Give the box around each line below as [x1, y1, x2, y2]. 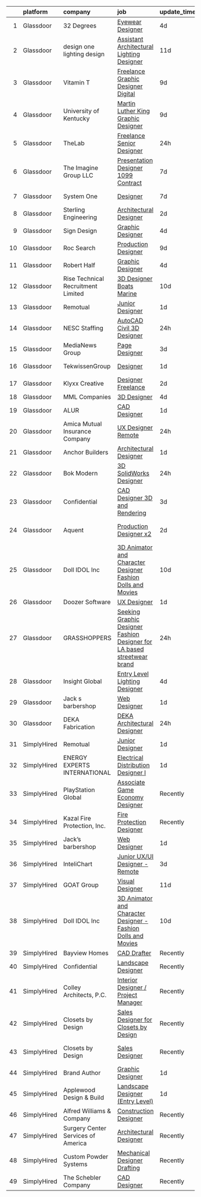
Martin [117, 99, 136, 107]
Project [117, 991, 138, 999]
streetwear [117, 653, 148, 660]
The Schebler [63, 1174, 102, 1181]
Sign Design [63, 227, 98, 235]
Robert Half [63, 261, 96, 269]
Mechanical [117, 1149, 150, 1157]
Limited [63, 290, 84, 298]
